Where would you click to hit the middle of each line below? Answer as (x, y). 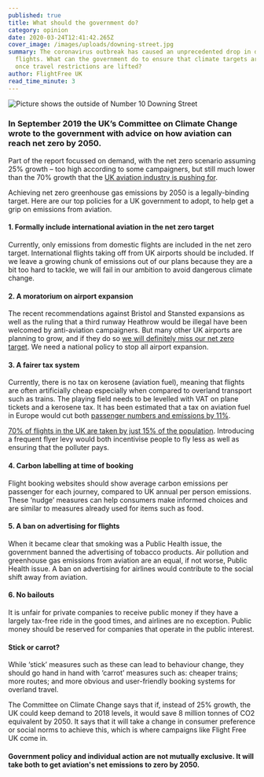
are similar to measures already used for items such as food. (106, 508)
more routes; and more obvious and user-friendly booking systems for (122, 681)
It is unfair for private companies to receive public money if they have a (123, 613)
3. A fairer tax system (44, 365)
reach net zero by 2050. (55, 144)
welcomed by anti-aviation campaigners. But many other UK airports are (125, 330)
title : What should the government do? (73, 23)
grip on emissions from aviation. (60, 209)
